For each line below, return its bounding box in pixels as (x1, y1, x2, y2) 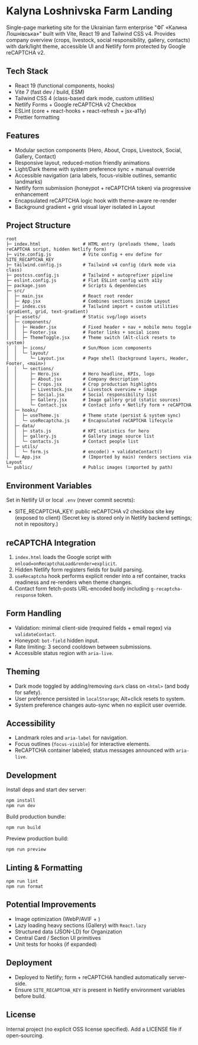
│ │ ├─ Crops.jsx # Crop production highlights (6, 382, 158, 387)
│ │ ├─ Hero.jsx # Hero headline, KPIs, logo (6, 371, 155, 377)
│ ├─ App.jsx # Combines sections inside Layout (6, 298, 170, 304)
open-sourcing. (6, 1031, 44, 1039)
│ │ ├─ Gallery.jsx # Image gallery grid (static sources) (6, 397, 181, 403)
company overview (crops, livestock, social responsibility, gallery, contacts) (6, 36, 190, 43)
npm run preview (6, 847, 46, 853)
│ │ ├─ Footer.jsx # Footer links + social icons (6, 329, 160, 336)
